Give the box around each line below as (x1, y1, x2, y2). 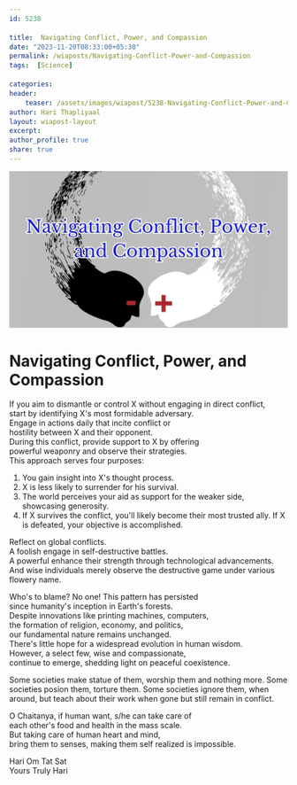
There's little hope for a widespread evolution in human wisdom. (9, 639, 243, 649)
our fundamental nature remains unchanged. (9, 629, 172, 640)
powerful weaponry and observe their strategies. (9, 446, 187, 456)
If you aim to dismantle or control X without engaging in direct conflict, (9, 399, 266, 409)
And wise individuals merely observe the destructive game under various (9, 565, 276, 576)
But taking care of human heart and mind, (9, 729, 161, 740)
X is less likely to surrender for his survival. (21, 482, 179, 493)
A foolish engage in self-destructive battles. (9, 546, 169, 557)
